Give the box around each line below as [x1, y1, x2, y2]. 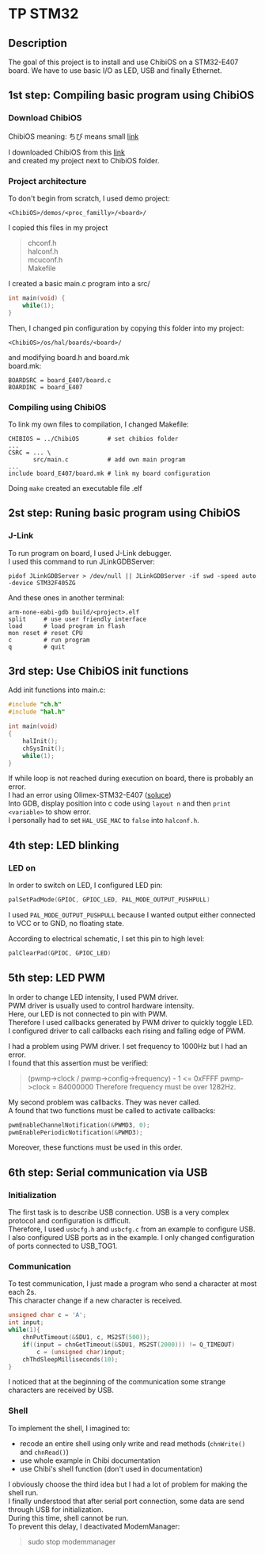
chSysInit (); [22, 744, 66, 752]
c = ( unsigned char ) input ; [36, 1348, 126, 1356]
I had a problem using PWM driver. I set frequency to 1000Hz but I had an [8, 1041, 248, 1051]
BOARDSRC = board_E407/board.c [8, 376, 112, 385]
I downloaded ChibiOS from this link [8, 147, 125, 157]
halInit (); [22, 737, 59, 745]
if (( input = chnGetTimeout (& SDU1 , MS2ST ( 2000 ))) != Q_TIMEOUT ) [22, 1341, 236, 1349]
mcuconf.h [27, 255, 63, 264]
